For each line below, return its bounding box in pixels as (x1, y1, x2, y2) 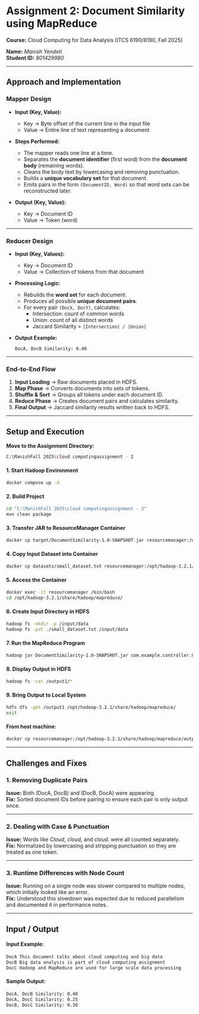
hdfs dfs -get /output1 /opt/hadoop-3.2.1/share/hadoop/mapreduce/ (6, 705, 176, 710)
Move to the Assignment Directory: (6, 443, 95, 450)
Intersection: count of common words (32, 310, 124, 317)
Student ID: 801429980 (6, 54, 64, 61)
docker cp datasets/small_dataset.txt (6, 563, 102, 570)
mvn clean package (6, 511, 52, 517)
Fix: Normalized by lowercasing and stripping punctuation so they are (6, 842, 176, 849)
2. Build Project (6, 492, 44, 500)
